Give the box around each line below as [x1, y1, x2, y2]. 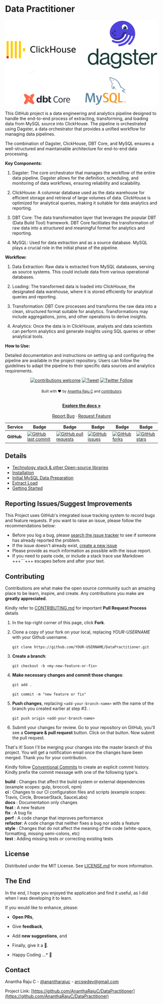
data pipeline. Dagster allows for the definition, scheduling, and [12, 175, 139, 181]
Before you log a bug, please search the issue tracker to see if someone [12, 532, 156, 538]
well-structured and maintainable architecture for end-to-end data [5, 146, 137, 152]
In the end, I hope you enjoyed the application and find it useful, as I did [5, 890, 148, 896]
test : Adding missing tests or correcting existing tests [5, 835, 113, 842]
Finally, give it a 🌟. [12, 942, 49, 948]
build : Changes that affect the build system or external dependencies [5, 779, 145, 785]
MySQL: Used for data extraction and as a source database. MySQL [12, 240, 148, 246]
